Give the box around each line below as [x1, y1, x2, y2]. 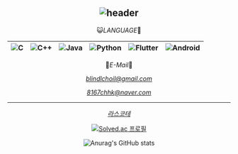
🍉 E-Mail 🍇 [105, 60, 133, 69]
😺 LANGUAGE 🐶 [96, 26, 142, 34]
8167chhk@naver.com [86, 88, 152, 97]
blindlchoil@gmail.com [86, 74, 152, 82]
